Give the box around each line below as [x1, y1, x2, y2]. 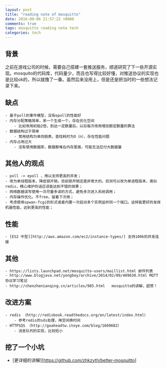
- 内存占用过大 [5, 139, 32, 144]
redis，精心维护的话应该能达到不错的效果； [5, 184, 83, 189]
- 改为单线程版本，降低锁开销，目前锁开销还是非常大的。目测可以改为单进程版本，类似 [5, 179, 157, 184]
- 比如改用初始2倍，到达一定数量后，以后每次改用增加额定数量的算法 [14, 123, 135, 128]
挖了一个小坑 [5, 343, 45, 352]
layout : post [5, 7, 32, 12]
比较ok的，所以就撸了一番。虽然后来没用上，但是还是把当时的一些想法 [9, 76, 154, 82]
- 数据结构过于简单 [5, 128, 40, 134]
